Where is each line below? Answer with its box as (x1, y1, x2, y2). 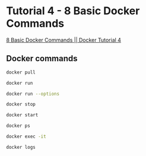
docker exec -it (6, 133, 46, 139)
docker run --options (6, 91, 60, 97)
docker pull (6, 69, 36, 75)
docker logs (6, 144, 36, 150)
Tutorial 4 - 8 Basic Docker (6, 4, 140, 18)
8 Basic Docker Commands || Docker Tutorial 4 (6, 36, 122, 43)
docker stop (6, 101, 36, 107)
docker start (6, 112, 39, 118)
